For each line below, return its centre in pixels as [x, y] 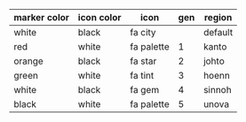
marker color [41, 17]
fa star [143, 61]
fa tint [142, 76]
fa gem [145, 90]
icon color [99, 17]
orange [29, 61]
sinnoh [218, 90]
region [218, 17]
